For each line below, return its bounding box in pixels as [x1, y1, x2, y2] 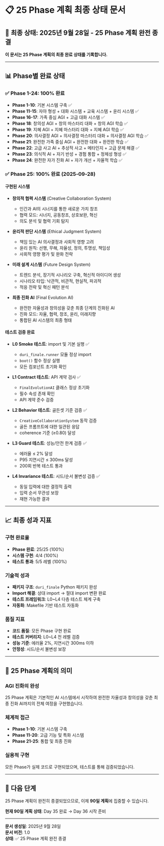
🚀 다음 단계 [5, 784, 37, 792]
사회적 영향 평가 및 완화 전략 [19, 251, 73, 257]
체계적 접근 [5, 714, 30, 721]
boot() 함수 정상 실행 [19, 358, 60, 364]
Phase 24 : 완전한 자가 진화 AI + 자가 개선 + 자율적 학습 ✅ [12, 157, 123, 163]
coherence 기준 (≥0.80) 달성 [19, 430, 76, 436]
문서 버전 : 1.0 [5, 829, 30, 835]
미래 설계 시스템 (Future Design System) [12, 261, 91, 267]
